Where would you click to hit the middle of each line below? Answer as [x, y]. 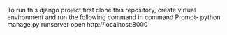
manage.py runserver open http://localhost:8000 [78, 24]
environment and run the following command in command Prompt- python [114, 17]
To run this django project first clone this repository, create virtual [102, 10]
